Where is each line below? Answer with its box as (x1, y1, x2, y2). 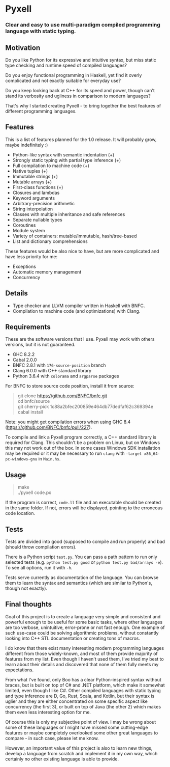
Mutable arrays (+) (12, 179, 52, 185)
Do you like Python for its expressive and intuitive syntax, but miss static (5, 57, 156, 63)
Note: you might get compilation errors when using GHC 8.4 (5, 419, 131, 425)
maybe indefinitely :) (5, 142, 48, 148)
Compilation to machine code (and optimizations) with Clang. (12, 308, 141, 314)
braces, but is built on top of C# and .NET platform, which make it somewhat (5, 682, 165, 688)
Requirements (5, 322, 51, 331)
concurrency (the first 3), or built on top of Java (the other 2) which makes (5, 703, 161, 709)
